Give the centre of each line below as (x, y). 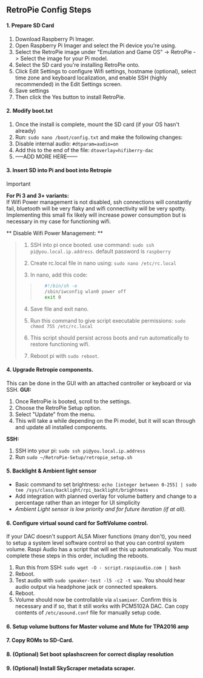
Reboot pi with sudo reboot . (65, 356)
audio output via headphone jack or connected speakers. (86, 587)
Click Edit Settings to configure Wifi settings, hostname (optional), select (105, 71)
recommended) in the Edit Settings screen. (68, 84)
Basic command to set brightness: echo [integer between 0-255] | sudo (106, 485)
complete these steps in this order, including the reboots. (77, 556)
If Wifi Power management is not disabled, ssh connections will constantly (99, 202)
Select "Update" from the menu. (55, 414)
